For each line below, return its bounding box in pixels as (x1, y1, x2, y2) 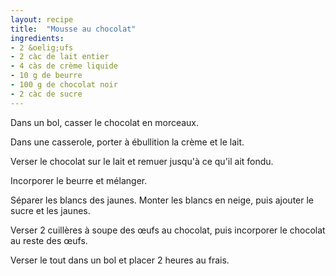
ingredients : (10, 33, 65, 43)
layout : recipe (10, 14, 74, 25)
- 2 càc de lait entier (10, 52, 110, 62)
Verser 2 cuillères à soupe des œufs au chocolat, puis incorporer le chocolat (10, 224, 326, 236)
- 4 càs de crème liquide (10, 61, 118, 71)
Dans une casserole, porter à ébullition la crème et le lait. (10, 136, 245, 148)
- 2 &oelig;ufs (10, 42, 74, 53)
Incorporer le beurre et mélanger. (10, 174, 148, 186)
